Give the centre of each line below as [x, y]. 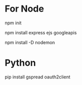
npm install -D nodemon [30, 42]
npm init [13, 23]
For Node [24, 9]
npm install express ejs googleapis [41, 32]
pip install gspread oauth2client [37, 77]
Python [20, 63]
